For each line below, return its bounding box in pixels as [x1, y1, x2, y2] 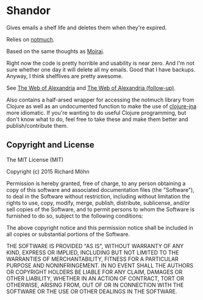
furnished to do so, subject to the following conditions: [6, 212, 143, 219]
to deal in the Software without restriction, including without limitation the [6, 192, 190, 200]
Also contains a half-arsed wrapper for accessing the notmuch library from [6, 96, 194, 103]
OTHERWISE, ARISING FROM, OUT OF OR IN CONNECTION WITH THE [6, 281, 184, 288]
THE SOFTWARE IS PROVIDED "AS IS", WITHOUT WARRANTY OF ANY [6, 242, 184, 249]
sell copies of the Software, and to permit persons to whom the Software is [6, 205, 195, 213]
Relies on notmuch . [6, 35, 55, 43]
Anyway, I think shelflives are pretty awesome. [6, 72, 123, 79]
